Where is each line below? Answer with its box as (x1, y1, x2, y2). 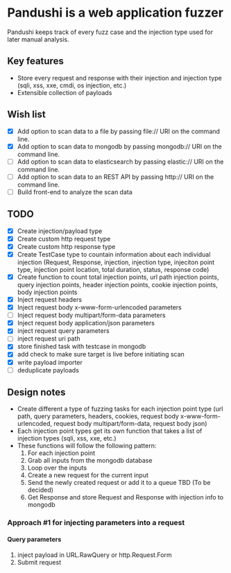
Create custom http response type (17, 242, 116, 250)
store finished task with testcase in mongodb (17, 342, 146, 351)
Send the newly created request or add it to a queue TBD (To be (27, 479, 211, 487)
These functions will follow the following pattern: (17, 442, 157, 450)
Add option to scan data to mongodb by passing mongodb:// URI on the (17, 142, 222, 151)
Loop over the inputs (27, 463, 87, 472)
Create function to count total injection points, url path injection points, (17, 273, 219, 281)
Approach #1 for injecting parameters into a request (7, 518, 185, 528)
